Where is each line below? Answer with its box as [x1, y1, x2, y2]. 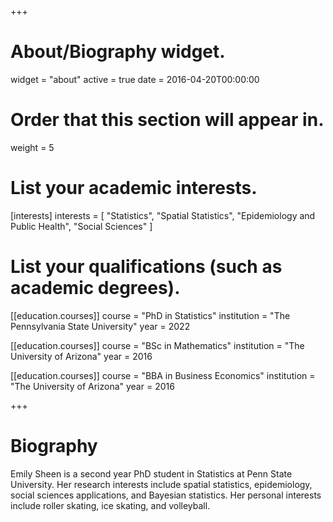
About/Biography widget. [10, 41, 226, 63]
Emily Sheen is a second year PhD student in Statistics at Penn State [10, 467, 293, 480]
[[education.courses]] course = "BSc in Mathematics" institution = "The [10, 339, 305, 351]
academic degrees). [10, 277, 181, 299]
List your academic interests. [10, 177, 258, 200]
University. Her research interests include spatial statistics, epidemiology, [10, 478, 313, 490]
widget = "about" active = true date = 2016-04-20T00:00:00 [10, 73, 260, 85]
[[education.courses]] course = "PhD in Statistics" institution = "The [10, 309, 291, 321]
